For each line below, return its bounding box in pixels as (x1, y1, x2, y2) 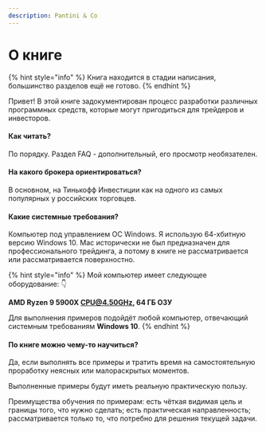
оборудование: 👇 (8, 280, 68, 289)
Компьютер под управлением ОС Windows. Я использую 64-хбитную (8, 229, 246, 239)
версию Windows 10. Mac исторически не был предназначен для (8, 238, 230, 248)
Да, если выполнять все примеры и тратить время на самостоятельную (8, 358, 256, 367)
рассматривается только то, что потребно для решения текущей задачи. (8, 413, 257, 423)
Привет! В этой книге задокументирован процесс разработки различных (8, 96, 258, 106)
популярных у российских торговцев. (8, 193, 137, 203)
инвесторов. (8, 113, 51, 123)
